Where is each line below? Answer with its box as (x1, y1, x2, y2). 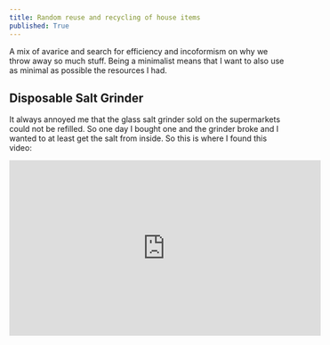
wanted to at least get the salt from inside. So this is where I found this (9, 133, 268, 144)
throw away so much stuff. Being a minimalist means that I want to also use (9, 55, 285, 66)
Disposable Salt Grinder (9, 90, 144, 105)
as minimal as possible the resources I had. (9, 64, 167, 76)
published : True (9, 21, 69, 30)
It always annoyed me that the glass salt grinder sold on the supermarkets (9, 114, 281, 125)
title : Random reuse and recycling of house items (9, 12, 201, 22)
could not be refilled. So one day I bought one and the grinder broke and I (9, 124, 278, 135)
